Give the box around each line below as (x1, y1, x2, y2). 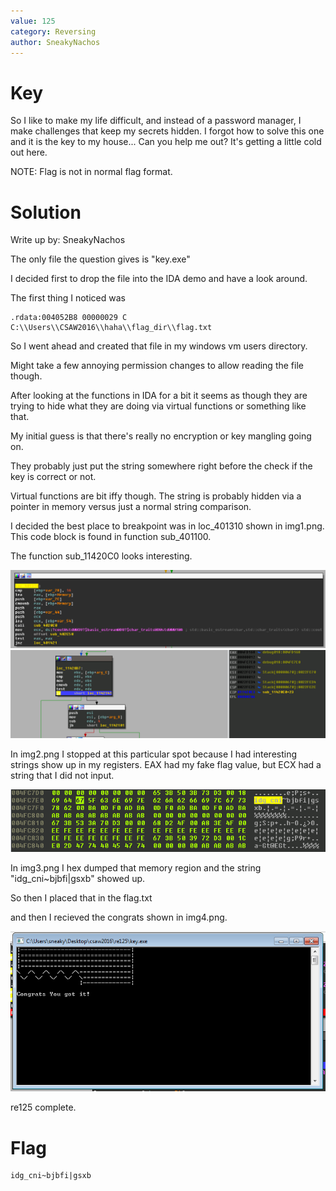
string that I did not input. (10, 769, 115, 781)
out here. (10, 146, 48, 159)
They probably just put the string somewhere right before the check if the (10, 460, 313, 472)
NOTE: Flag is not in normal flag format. (10, 166, 173, 178)
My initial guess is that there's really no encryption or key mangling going (10, 430, 312, 442)
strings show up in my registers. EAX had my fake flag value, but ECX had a (10, 758, 322, 770)
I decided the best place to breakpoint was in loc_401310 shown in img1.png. (10, 520, 325, 532)
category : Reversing (10, 26, 97, 37)
